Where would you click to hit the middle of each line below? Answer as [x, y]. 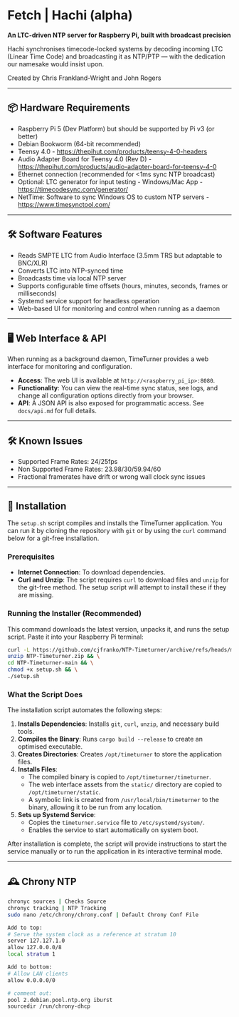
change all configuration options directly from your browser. [106, 395]
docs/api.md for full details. [57, 411]
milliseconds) [37, 293]
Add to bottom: [30, 967]
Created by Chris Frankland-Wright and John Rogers [84, 78]
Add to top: [25, 928]
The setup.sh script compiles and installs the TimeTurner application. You [115, 523]
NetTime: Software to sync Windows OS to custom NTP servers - [113, 197]
